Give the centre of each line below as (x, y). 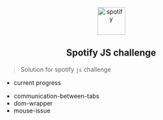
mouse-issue (32, 110)
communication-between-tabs (56, 96)
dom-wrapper (33, 103)
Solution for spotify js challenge (65, 69)
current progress (37, 82)
